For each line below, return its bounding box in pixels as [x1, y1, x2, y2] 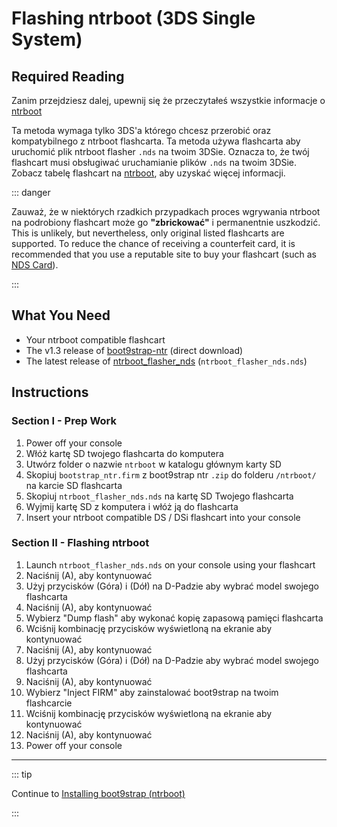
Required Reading [11, 68, 125, 85]
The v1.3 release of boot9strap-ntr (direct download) [25, 344, 244, 356]
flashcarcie [25, 697, 73, 709]
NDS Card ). [11, 259, 59, 271]
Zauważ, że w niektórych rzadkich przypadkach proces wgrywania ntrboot [11, 206, 321, 217]
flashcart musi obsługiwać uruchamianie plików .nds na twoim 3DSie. [11, 157, 298, 168]
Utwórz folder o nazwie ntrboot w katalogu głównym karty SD [25, 458, 282, 470]
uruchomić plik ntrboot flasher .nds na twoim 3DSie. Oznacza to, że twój [11, 146, 310, 157]
